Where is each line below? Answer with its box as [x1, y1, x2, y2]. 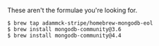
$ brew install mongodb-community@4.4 [7, 32, 122, 39]
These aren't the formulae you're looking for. [7, 6, 138, 14]
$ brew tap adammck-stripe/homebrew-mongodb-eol [7, 20, 153, 27]
